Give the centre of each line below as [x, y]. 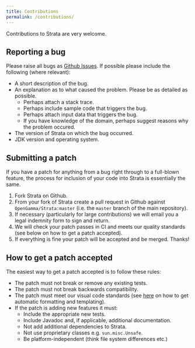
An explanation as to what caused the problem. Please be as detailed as [101, 90]
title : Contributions [32, 11]
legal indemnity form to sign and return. [62, 220]
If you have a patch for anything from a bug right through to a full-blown [93, 172]
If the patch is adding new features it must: [66, 308]
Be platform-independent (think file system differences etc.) [95, 339]
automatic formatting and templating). [60, 301]
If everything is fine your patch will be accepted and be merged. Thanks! [102, 239]
